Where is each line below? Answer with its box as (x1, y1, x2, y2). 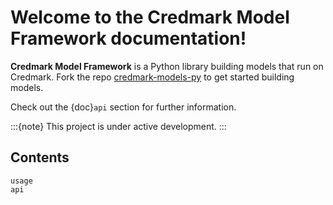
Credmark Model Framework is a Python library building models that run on (10, 60, 324, 72)
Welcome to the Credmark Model (10, 6, 290, 29)
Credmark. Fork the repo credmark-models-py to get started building (10, 71, 295, 83)
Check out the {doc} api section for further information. (10, 101, 237, 113)
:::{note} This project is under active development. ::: (10, 120, 227, 132)
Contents (10, 149, 70, 166)
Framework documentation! (10, 27, 247, 50)
